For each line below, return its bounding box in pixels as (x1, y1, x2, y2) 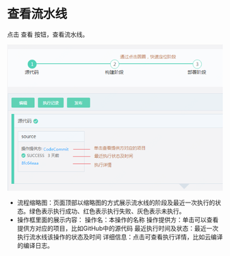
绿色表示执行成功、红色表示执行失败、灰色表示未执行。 (29, 207, 186, 216)
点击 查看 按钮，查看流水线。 (7, 30, 89, 38)
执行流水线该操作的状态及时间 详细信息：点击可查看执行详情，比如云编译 (16, 233, 223, 241)
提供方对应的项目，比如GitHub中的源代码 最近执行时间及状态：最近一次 (16, 224, 219, 233)
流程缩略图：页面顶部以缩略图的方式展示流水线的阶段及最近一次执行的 (16, 198, 216, 207)
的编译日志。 (16, 242, 53, 250)
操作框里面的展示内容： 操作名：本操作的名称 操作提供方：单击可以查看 (16, 216, 219, 224)
